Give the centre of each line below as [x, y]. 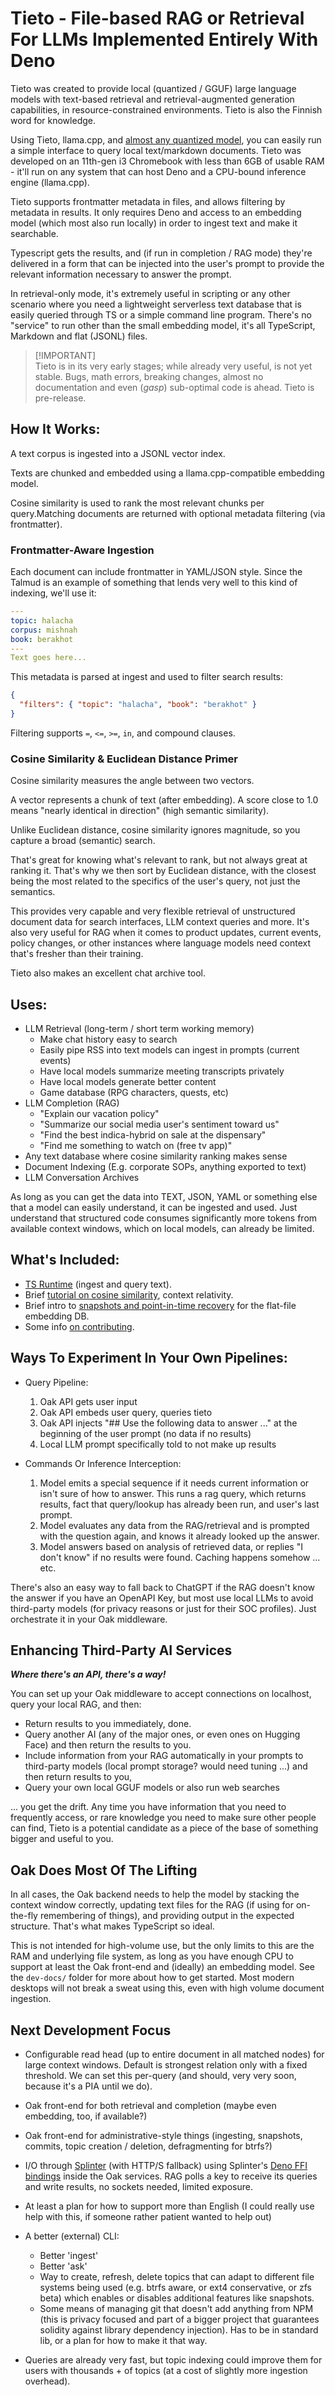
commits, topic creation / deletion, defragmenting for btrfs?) [148, 2146]
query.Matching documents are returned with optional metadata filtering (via [168, 513]
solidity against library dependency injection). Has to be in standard [179, 2330]
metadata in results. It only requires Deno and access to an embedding [156, 212]
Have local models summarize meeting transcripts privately [162, 1071]
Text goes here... [48, 658]
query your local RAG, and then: [76, 1704]
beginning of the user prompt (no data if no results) [145, 1433]
